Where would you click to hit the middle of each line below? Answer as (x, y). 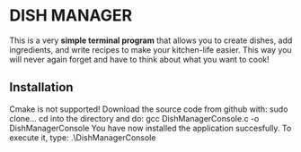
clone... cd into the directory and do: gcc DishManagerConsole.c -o (134, 118)
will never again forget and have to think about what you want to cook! (139, 59)
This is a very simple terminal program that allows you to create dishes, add (151, 40)
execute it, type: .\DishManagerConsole (83, 137)
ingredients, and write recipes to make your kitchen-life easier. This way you (150, 49)
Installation (41, 87)
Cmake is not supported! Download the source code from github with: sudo (149, 109)
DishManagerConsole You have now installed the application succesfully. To (150, 128)
